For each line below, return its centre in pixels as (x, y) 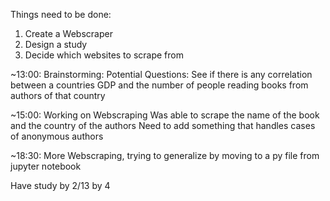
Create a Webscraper (68, 33)
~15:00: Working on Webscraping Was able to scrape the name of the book (165, 115)
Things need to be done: (61, 14)
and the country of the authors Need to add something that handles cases (163, 125)
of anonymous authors (57, 136)
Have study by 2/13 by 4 (60, 185)
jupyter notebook (46, 166)
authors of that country (58, 95)
